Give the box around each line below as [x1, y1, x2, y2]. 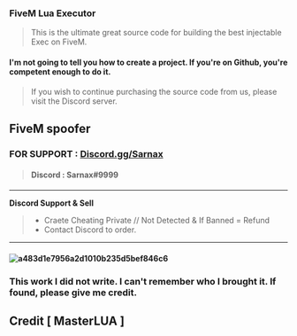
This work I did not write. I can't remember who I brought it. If [9, 275, 277, 287]
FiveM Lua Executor [9, 7, 96, 20]
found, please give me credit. [9, 286, 137, 299]
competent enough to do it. [9, 66, 111, 77]
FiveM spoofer [9, 121, 91, 136]
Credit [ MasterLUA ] [9, 313, 126, 328]
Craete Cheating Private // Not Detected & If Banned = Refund [43, 215, 270, 226]
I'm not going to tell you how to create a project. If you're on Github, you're [9, 57, 288, 67]
